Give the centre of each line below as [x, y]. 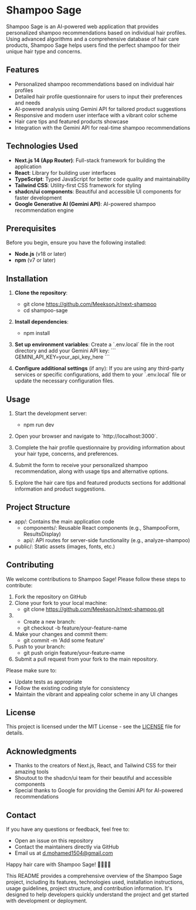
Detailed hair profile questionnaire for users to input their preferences [99, 96]
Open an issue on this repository [54, 841]
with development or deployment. [47, 901]
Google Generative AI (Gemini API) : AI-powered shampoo [85, 204]
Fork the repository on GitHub [50, 597]
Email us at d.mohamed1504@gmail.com [64, 853]
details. [15, 733]
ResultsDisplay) [42, 534]
